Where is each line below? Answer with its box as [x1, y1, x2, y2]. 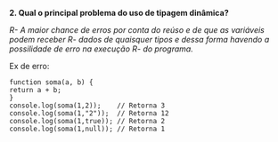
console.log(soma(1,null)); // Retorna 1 [9, 124, 166, 133]
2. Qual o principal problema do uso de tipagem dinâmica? [9, 8, 229, 18]
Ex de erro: [9, 61, 50, 71]
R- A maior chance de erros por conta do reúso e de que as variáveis [9, 25, 265, 35]
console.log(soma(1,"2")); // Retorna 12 [9, 109, 169, 118]
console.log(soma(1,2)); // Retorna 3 [9, 101, 166, 110]
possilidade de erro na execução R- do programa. [9, 43, 193, 54]
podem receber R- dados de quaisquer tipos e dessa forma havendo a [9, 35, 270, 44]
